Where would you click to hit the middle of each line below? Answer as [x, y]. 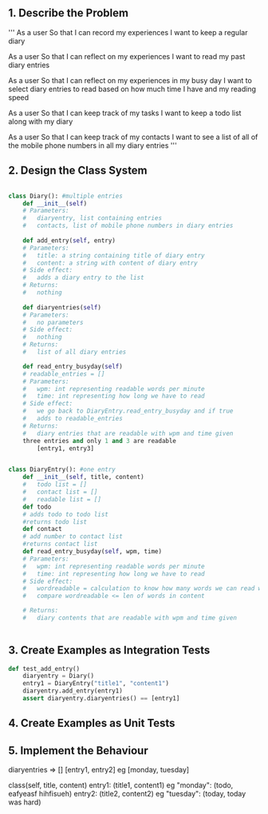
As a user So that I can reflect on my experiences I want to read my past [127, 56]
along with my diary [41, 121]
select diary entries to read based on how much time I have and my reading [132, 89]
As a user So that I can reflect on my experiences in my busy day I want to [130, 80]
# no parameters [53, 322]
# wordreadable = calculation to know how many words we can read [139, 589]
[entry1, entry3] [65, 448]
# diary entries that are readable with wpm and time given [128, 433]
